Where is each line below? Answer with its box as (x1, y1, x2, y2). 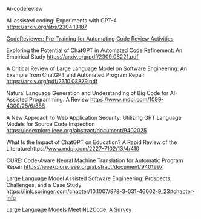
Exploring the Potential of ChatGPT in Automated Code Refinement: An (6, 47, 183, 54)
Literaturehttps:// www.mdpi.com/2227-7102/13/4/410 (6, 145, 140, 152)
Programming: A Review (29, 96, 90, 103)
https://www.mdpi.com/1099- (90, 96, 164, 103)
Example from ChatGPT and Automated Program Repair (6, 71, 145, 78)
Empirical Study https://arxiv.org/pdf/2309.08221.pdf (6, 53, 139, 60)
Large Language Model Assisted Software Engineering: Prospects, (6, 175, 172, 182)
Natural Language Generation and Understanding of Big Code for (6, 90, 169, 96)
